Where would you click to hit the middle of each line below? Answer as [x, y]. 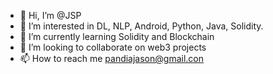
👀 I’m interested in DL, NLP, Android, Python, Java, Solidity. [141, 26]
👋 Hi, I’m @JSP [50, 15]
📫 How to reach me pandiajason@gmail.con [111, 58]
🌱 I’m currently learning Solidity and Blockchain [117, 36]
